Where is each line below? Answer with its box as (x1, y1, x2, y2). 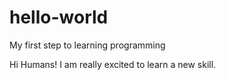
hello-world (9, 6, 109, 29)
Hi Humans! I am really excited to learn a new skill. (9, 58, 217, 70)
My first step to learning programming (9, 39, 166, 51)
